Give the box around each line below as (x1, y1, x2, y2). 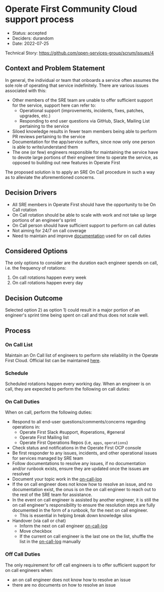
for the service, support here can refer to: (12, 102, 96, 108)
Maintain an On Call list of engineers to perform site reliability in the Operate (5, 352, 159, 358)
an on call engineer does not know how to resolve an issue (12, 577, 131, 583)
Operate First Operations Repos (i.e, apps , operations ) (19, 440, 128, 445)
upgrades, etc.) (19, 113, 50, 119)
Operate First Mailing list (19, 435, 69, 441)
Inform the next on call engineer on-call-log (19, 523, 108, 529)
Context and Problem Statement (5, 64, 105, 73)
